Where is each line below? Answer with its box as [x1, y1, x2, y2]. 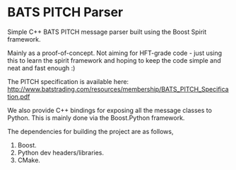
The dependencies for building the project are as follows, [7, 127, 174, 135]
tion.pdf [7, 92, 30, 101]
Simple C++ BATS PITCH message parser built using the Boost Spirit [7, 28, 207, 36]
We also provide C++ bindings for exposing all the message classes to [7, 106, 212, 114]
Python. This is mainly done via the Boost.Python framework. [7, 114, 185, 122]
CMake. [17, 156, 41, 164]
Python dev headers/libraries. [17, 148, 105, 157]
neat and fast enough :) [7, 63, 76, 72]
